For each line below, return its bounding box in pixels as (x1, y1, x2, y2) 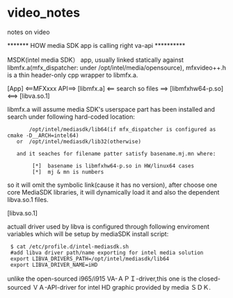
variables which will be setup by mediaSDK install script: (7, 229, 169, 238)
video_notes (7, 5, 81, 21)
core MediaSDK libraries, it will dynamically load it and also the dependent (7, 188, 220, 196)
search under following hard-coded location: (7, 113, 136, 121)
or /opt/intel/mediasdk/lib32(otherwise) (16, 138, 141, 145)
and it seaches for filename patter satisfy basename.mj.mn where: (16, 150, 216, 157)
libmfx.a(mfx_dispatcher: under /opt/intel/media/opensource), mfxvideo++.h (7, 63, 226, 72)
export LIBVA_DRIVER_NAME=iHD (10, 261, 98, 268)
